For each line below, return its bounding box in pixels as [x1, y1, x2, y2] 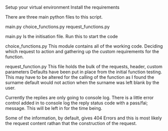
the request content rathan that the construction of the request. [5, 120, 137, 126]
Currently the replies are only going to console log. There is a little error [5, 95, 154, 100]
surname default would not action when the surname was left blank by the [5, 80, 159, 85]
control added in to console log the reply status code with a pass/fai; [5, 100, 148, 106]
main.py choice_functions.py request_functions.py [5, 24, 110, 30]
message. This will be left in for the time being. [5, 105, 102, 111]
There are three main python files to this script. [5, 14, 103, 20]
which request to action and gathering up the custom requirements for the [5, 49, 159, 54]
